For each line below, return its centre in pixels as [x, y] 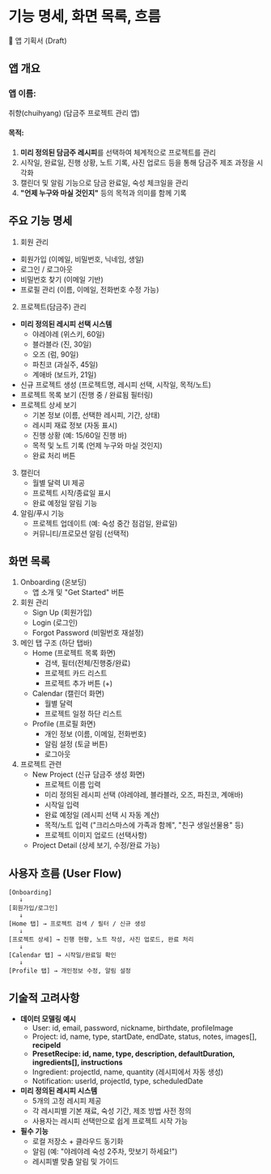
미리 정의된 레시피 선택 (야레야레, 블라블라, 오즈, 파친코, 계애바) [144, 795]
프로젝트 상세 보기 [48, 405]
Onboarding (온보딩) [53, 582]
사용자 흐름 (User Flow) [66, 873]
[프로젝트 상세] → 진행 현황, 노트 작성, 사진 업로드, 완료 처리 [101, 940]
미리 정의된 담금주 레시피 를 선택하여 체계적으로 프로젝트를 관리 [118, 152]
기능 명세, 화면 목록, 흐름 [85, 17]
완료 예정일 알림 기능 [65, 503]
